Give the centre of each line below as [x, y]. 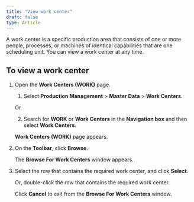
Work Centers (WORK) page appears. [61, 137]
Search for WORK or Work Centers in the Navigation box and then [105, 119]
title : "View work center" [39, 12]
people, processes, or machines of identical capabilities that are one [89, 45]
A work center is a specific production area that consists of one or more [94, 40]
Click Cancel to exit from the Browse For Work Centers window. [93, 194]
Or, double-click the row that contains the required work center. [92, 183]
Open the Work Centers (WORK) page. [62, 85]
